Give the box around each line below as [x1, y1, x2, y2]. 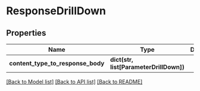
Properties [6, 28, 46, 38]
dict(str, [110, 55, 134, 64]
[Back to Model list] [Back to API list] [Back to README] [6, 79, 143, 85]
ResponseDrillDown [6, 4, 106, 18]
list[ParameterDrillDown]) [110, 63, 185, 71]
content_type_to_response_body [9, 59, 105, 67]
